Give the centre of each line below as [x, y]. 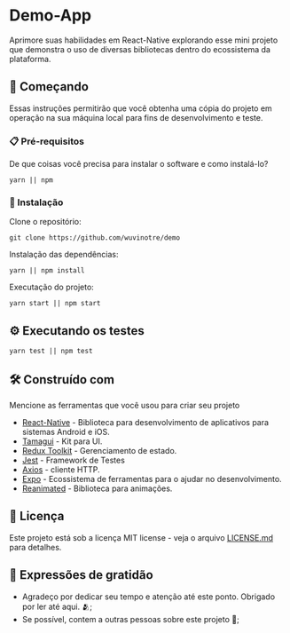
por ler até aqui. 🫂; [57, 606]
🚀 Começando [49, 87]
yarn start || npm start [55, 304]
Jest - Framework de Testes [74, 460]
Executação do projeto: [52, 287]
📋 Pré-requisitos [47, 141]
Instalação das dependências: [64, 255]
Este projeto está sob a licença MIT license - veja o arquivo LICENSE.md [141, 537]
